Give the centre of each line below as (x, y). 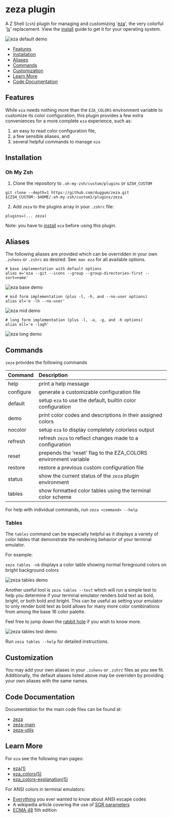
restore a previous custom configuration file (91, 468)
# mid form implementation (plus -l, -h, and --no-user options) (76, 297)
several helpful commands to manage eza (57, 141)
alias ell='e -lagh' (27, 325)
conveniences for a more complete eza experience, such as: (69, 121)
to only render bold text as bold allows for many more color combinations (82, 606)
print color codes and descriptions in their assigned (101, 415)
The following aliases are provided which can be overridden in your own (81, 254)
